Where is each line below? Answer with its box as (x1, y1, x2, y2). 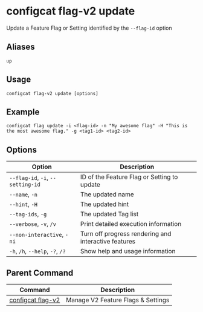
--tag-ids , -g (9, 210, 47, 219)
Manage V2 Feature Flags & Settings (65, 296, 170, 304)
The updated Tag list (80, 210, 139, 219)
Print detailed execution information (80, 220, 182, 228)
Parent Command (6, 268, 74, 278)
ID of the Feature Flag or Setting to (80, 173, 178, 181)
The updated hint (80, 200, 129, 208)
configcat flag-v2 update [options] (6, 90, 98, 96)
